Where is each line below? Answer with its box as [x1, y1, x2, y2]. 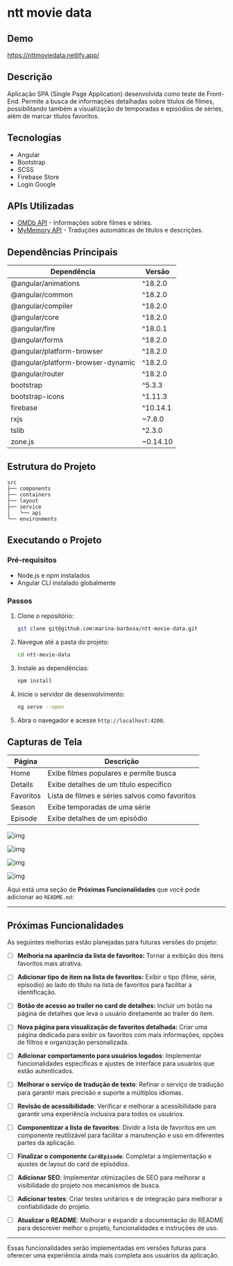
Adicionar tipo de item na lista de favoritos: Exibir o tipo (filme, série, [17, 973, 217, 981]
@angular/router [10, 369, 64, 379]
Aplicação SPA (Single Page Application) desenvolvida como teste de [7, 89, 206, 98]
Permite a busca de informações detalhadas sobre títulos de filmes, [21, 97, 215, 105]
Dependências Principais [7, 246, 118, 258]
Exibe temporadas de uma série [47, 802, 151, 812]
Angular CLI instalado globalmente [17, 578, 116, 587]
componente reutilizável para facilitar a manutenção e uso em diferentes [17, 1131, 225, 1139]
